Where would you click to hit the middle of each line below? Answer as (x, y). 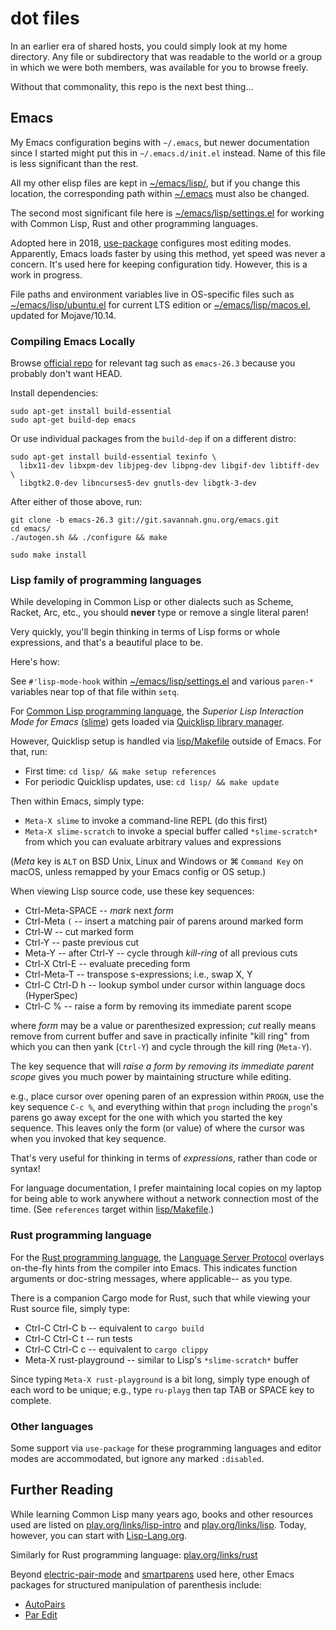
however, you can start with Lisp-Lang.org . (99, 1535)
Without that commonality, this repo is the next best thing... (132, 86)
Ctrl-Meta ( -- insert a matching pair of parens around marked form (164, 921)
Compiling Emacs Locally (73, 341)
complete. (31, 1400)
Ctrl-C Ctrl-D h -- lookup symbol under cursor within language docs (165, 985)
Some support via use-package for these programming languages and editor (166, 1448)
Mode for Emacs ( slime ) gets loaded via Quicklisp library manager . (147, 722)
